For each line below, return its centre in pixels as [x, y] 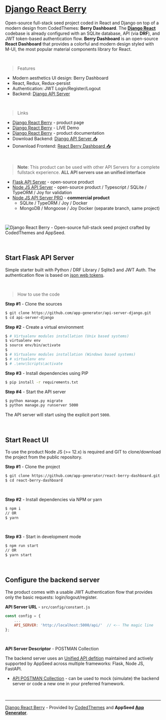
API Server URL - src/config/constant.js [48, 607]
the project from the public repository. [44, 457]
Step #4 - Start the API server [36, 392]
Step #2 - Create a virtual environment [44, 327]
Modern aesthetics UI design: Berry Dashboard [60, 78]
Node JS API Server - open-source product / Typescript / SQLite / [79, 187]
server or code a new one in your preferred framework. [68, 684]
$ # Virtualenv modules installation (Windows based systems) [70, 355]
